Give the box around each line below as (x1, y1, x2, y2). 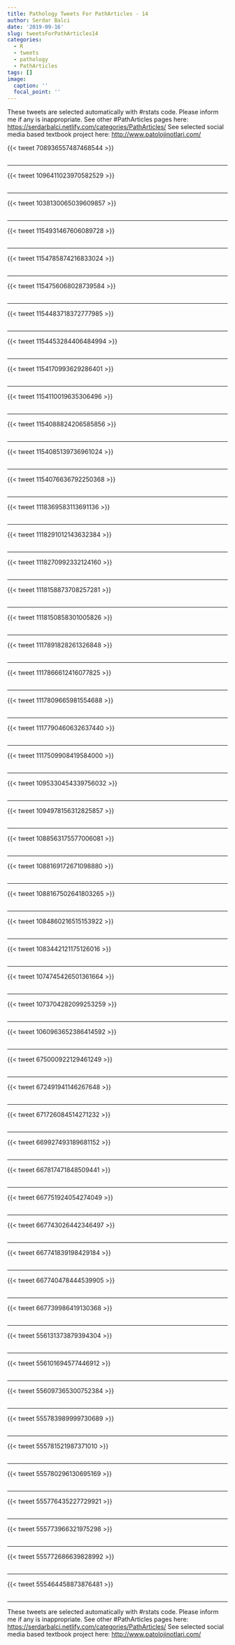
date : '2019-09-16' (7, 23, 64, 30)
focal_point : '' (13, 88, 61, 95)
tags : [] (7, 69, 33, 76)
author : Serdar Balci (7, 17, 71, 24)
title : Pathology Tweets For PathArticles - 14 (7, 10, 149, 18)
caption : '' (13, 82, 49, 89)
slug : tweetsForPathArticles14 (7, 29, 99, 37)
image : (7, 75, 27, 83)
